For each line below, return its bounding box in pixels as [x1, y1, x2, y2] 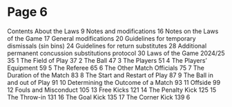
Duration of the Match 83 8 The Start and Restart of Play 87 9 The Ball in [7, 70, 214, 79]
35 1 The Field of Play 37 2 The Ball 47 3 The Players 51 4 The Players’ [7, 56, 207, 64]
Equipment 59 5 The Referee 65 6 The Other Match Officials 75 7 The [7, 64, 205, 72]
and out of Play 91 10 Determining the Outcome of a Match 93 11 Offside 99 [7, 78, 221, 86]
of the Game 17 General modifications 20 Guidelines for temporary [7, 34, 196, 42]
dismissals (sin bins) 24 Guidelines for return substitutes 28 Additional [7, 41, 207, 50]
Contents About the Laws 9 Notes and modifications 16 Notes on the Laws [7, 27, 219, 35]
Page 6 [7, 4, 48, 20]
